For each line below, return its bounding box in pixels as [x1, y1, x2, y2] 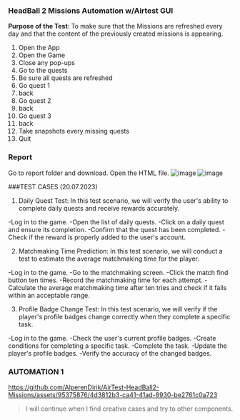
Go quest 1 [18, 81, 51, 90]
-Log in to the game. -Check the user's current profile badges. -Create [8, 334, 216, 342]
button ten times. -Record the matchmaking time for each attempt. [8, 276, 203, 284]
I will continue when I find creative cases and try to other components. [25, 404, 234, 413]
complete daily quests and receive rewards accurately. [18, 204, 180, 212]
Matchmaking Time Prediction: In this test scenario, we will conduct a [18, 246, 224, 255]
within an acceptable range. [8, 291, 90, 299]
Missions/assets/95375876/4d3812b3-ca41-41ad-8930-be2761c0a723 [8, 390, 218, 399]
